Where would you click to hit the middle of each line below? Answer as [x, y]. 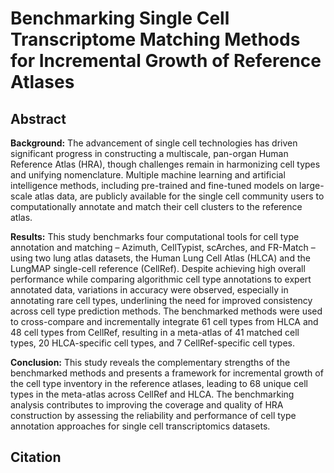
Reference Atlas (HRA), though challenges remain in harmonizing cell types [165, 164]
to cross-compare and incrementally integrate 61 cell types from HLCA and [164, 321]
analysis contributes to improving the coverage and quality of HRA [147, 405]
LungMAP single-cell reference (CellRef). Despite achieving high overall [158, 268]
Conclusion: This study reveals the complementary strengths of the [150, 362]
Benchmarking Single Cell [120, 18]
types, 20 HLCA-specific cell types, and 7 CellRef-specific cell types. [152, 343]
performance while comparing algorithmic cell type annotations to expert [161, 279]
